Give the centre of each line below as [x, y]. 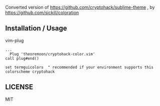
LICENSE [19, 87]
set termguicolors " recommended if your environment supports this [79, 67]
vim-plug [15, 40]
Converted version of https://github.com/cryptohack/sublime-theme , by [80, 7]
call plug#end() [22, 58]
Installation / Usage [36, 28]
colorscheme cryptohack [30, 72]
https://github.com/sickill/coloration [42, 13]
